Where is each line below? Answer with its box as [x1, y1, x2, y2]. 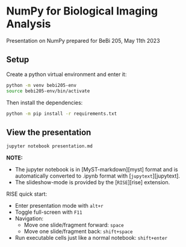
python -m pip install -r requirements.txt [6, 111, 117, 117]
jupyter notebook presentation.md [6, 143, 93, 149]
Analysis [6, 17, 51, 31]
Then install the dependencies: [6, 98, 83, 106]
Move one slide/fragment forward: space [23, 222, 125, 229]
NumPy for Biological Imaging [6, 4, 158, 18]
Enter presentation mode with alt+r [14, 202, 104, 210]
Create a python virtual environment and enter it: [6, 71, 127, 78]
